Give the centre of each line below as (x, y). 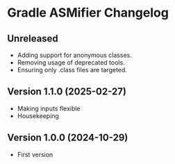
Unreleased (33, 39)
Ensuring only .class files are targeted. (72, 70)
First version (35, 154)
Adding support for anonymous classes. (74, 55)
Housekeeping (38, 115)
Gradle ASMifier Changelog (88, 13)
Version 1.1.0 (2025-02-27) (67, 92)
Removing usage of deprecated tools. (71, 63)
